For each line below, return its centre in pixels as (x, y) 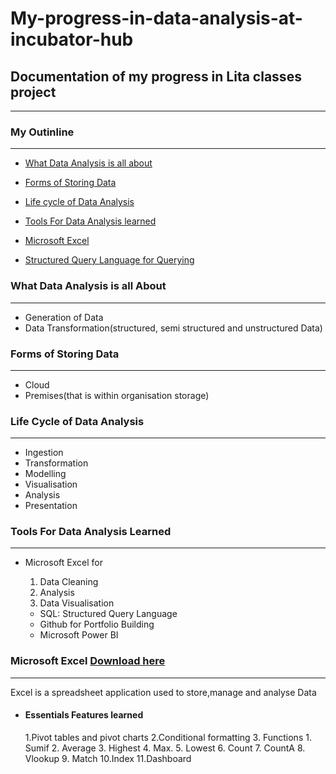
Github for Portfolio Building (97, 624)
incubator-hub (72, 39)
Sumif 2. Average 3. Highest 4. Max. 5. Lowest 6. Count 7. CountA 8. (165, 748)
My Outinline (42, 132)
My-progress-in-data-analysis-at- (156, 18)
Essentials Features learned (84, 715)
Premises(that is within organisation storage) (117, 395)
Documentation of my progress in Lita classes (156, 76)
